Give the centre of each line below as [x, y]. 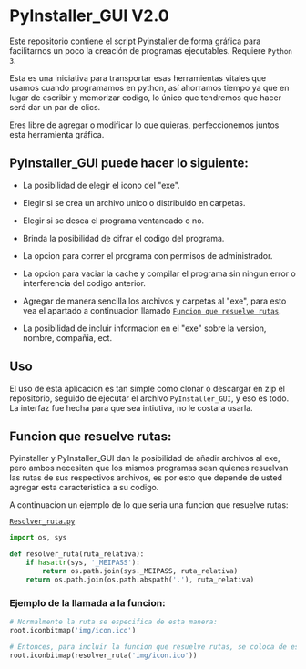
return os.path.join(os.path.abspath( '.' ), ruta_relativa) [140, 580]
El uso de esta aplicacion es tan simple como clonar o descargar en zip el [147, 388]
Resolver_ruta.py [42, 522]
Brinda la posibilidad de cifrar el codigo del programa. [123, 238]
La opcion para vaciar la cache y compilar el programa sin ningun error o [159, 273]
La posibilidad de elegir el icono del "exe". [101, 185]
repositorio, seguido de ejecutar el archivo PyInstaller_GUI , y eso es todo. [149, 398]
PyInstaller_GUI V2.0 [90, 16]
